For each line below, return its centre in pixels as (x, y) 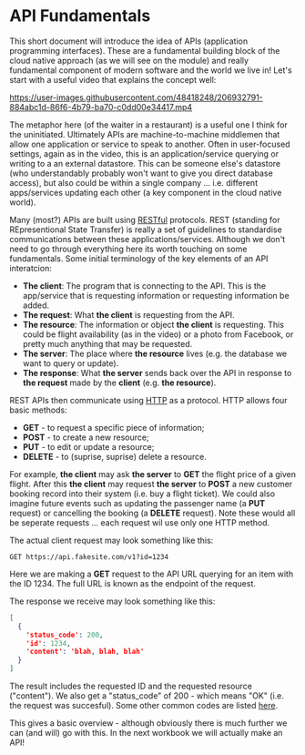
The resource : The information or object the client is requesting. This (153, 324)
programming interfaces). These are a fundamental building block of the (145, 50)
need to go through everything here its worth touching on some (128, 249)
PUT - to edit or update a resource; (88, 446)
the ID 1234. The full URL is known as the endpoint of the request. (133, 583)
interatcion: (30, 268)
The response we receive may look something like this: (112, 601)
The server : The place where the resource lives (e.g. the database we (155, 353)
